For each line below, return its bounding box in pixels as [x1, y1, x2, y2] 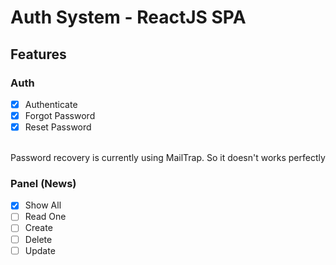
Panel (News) [10, 176, 77, 190]
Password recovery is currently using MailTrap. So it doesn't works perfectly [10, 152, 326, 164]
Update [24, 244, 56, 256]
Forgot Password [24, 109, 96, 121]
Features [10, 46, 67, 63]
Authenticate [24, 98, 78, 110]
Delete [24, 233, 53, 245]
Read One [24, 211, 67, 223]
